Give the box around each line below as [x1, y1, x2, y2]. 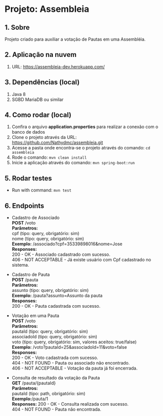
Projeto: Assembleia [4, 3, 89, 15]
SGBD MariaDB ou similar [11, 96, 64, 102]
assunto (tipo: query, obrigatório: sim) [11, 287, 89, 293]
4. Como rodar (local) [4, 111, 72, 119]
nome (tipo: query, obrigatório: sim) [11, 236, 84, 242]
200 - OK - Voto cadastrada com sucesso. [11, 355, 98, 361]
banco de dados [11, 129, 45, 135]
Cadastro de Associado [11, 215, 60, 221]
